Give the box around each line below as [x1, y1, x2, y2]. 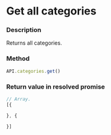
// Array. [6, 96, 31, 102]
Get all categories [6, 4, 97, 18]
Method [6, 54, 30, 63]
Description [6, 26, 42, 34]
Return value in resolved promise [6, 83, 106, 91]
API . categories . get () [6, 68, 61, 74]
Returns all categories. [6, 39, 62, 46]
